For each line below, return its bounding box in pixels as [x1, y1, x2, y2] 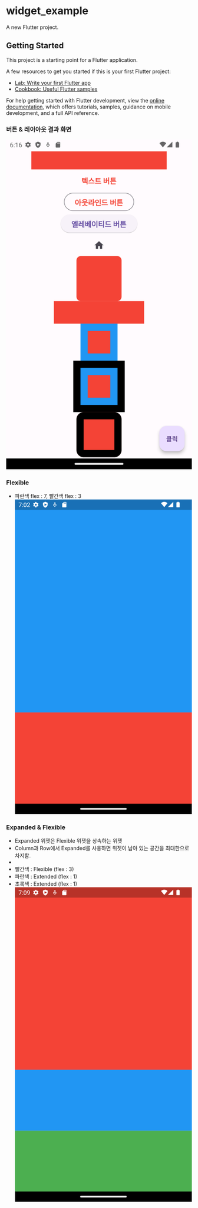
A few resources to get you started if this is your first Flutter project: [6, 68, 171, 75]
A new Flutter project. [6, 24, 59, 31]
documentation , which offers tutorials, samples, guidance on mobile [6, 103, 171, 110]
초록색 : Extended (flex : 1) [14, 880, 78, 887]
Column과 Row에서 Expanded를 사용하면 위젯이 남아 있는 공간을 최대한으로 [14, 844, 190, 852]
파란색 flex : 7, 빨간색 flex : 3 [14, 493, 81, 500]
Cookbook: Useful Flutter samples [14, 85, 98, 93]
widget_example [6, 4, 89, 18]
